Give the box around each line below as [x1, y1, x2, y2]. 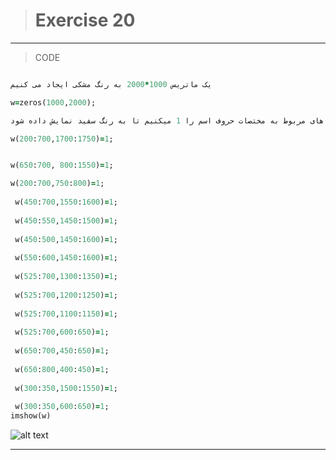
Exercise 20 [34, 9, 136, 32]
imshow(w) [10, 411, 52, 421]
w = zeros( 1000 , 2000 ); [10, 97, 97, 108]
